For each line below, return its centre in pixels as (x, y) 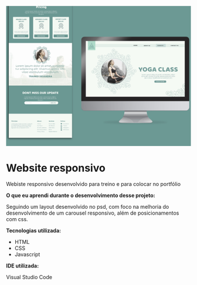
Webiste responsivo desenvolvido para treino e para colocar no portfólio (93, 184)
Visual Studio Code (29, 277)
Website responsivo (56, 168)
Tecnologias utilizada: (34, 230)
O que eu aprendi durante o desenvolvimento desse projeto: (81, 195)
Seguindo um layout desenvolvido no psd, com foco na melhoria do (88, 207)
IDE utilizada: (23, 266)
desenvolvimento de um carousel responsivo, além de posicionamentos (93, 213)
